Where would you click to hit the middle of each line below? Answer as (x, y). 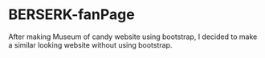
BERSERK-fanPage (71, 15)
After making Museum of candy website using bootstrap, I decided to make (133, 37)
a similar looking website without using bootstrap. (90, 44)
